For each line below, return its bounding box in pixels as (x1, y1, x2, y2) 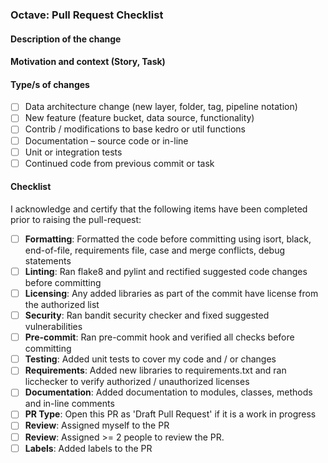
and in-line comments (24, 398, 115, 410)
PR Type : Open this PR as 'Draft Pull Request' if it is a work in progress (24, 408, 317, 420)
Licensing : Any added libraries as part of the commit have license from (24, 288, 319, 300)
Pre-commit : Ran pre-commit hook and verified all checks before (24, 331, 295, 343)
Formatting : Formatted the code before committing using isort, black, (24, 233, 312, 245)
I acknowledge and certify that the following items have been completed (10, 203, 308, 215)
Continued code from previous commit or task (24, 157, 215, 169)
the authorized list (24, 299, 100, 311)
